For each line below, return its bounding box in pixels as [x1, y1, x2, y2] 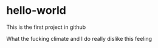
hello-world [6, 4, 67, 17]
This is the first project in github [6, 23, 86, 31]
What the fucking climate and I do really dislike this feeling [6, 35, 153, 42]
